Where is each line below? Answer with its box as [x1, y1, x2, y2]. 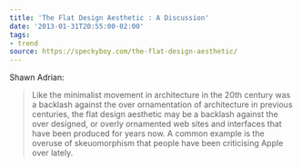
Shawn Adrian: [9, 72, 65, 83]
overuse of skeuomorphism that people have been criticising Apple [31, 138, 284, 149]
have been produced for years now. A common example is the [31, 128, 266, 139]
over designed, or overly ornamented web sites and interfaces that [31, 119, 282, 130]
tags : [9, 30, 30, 39]
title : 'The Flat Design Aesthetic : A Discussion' [9, 13, 209, 23]
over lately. [31, 147, 74, 159]
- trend [9, 38, 39, 48]
